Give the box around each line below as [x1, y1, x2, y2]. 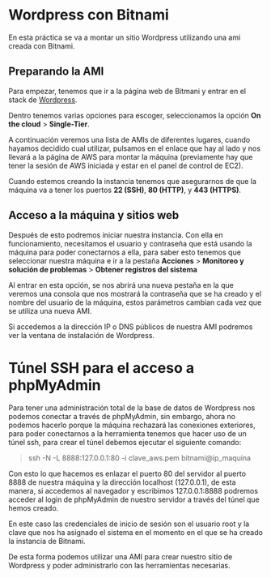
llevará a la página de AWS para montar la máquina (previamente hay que [8, 152, 253, 161]
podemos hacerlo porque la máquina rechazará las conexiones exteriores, [8, 420, 256, 430]
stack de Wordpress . [8, 95, 78, 105]
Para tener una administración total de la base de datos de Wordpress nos [8, 403, 256, 413]
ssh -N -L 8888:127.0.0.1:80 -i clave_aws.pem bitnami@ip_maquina [28, 452, 252, 463]
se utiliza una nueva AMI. [8, 306, 92, 315]
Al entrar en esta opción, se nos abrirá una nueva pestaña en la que [8, 280, 235, 289]
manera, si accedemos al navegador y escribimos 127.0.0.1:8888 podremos [8, 486, 259, 495]
